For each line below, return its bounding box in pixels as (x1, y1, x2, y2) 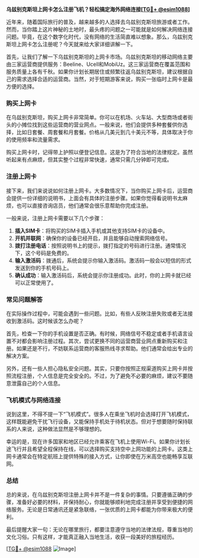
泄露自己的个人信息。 (11, 379, 63, 386)
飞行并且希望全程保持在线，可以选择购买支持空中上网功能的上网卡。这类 (11, 445, 188, 453)
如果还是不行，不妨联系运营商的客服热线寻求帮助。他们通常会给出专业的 (16, 344, 193, 352)
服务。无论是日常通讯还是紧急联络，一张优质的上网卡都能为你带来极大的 (11, 506, 188, 513)
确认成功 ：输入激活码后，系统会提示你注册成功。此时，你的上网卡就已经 (14, 271, 191, 278)
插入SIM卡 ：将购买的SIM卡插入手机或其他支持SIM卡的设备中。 (14, 227, 168, 234)
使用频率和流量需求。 (11, 136, 63, 143)
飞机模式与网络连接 (6, 396, 61, 404)
